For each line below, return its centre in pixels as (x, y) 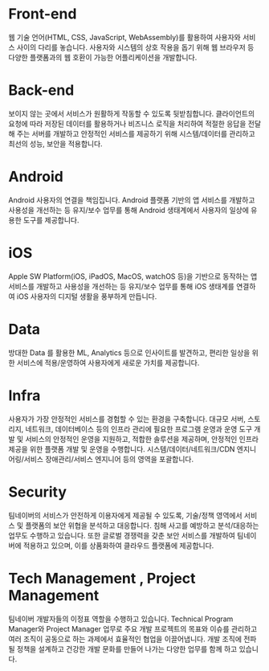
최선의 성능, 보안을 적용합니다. (55, 143)
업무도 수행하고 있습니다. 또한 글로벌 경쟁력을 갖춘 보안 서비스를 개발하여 (122, 535)
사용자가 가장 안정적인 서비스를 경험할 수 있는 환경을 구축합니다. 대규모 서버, (127, 419)
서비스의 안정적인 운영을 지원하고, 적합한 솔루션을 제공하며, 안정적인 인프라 (142, 439)
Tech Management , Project (102, 578)
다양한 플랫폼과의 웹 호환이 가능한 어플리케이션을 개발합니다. (103, 57)
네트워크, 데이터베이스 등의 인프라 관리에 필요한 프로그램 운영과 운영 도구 (139, 429)
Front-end (43, 14)
